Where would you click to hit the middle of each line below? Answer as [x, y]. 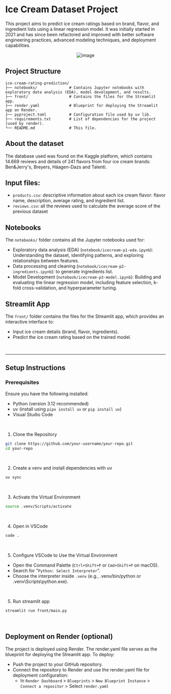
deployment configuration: [40, 675]
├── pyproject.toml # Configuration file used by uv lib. [78, 114]
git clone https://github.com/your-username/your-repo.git [69, 444]
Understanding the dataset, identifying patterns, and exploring [78, 255]
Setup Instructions [35, 368]
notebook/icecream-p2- [102, 267]
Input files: [23, 183]
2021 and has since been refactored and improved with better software [80, 34]
